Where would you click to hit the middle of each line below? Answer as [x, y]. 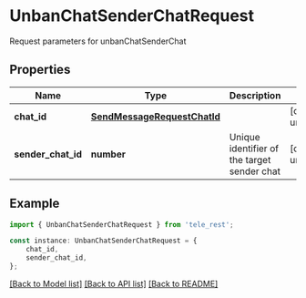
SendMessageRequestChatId [156, 117]
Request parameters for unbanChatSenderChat [98, 41]
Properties [40, 70]
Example [35, 204]
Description [255, 95]
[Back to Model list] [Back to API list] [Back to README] [114, 283]
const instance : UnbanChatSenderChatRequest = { [103, 241]
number [108, 154]
